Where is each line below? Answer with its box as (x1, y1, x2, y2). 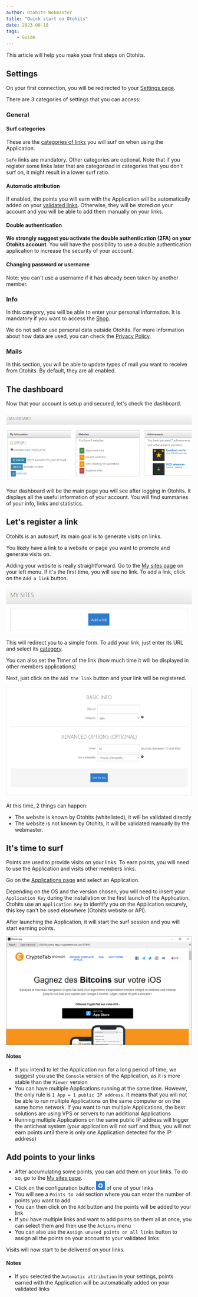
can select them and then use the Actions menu (14, 1222, 131, 1229)
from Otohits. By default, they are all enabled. (6, 367, 116, 374)
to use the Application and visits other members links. (6, 865, 137, 873)
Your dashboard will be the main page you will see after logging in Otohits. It (6, 487, 192, 494)
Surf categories (6, 125, 45, 133)
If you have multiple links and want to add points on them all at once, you (14, 1215, 192, 1222)
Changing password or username (6, 261, 90, 268)
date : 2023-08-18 (6, 22, 49, 28)
